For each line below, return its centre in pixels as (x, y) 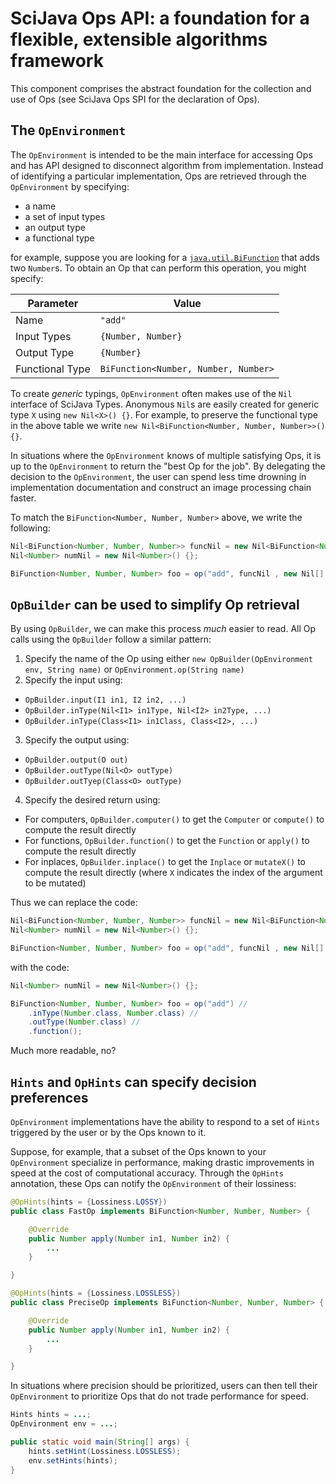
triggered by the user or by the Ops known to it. (108, 1132)
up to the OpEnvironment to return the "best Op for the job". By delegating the (168, 466)
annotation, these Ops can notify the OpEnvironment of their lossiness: (153, 1183)
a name (40, 206)
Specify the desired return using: (92, 800)
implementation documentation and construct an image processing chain (161, 487)
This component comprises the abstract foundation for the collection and (161, 88)
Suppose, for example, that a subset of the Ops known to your (138, 1151)
